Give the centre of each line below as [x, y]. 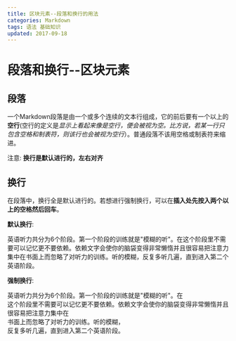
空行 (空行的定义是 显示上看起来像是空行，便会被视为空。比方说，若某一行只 [116, 126]
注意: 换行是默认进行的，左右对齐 [55, 158]
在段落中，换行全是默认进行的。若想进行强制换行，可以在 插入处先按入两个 [115, 200]
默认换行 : [21, 224]
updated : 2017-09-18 [38, 33]
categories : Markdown [39, 20]
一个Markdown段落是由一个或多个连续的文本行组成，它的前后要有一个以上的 [118, 117]
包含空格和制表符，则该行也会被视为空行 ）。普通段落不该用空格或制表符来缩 [117, 134]
